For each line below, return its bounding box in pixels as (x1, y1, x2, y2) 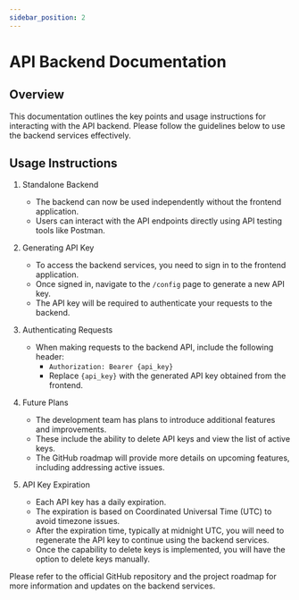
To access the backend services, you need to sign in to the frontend (35, 260, 287, 271)
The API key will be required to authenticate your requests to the (35, 298, 273, 308)
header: (35, 351, 65, 362)
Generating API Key (21, 242, 95, 253)
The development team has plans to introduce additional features (35, 415, 276, 426)
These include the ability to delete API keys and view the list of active (35, 434, 291, 444)
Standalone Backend (21, 180, 99, 190)
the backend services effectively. (9, 130, 131, 140)
